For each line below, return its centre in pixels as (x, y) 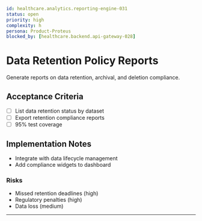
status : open (23, 14)
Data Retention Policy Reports (82, 61)
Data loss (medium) (39, 206)
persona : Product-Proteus (38, 31)
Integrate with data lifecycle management (66, 158)
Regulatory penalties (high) (48, 200)
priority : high (25, 20)
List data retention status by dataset (59, 111)
